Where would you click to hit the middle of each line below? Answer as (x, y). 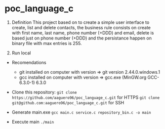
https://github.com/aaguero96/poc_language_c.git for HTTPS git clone (86, 97)
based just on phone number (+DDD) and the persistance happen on (82, 38)
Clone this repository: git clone (44, 92)
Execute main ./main (33, 122)
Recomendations (29, 62)
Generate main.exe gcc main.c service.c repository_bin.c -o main (81, 112)
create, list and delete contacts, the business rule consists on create (81, 27)
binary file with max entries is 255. (47, 43)
